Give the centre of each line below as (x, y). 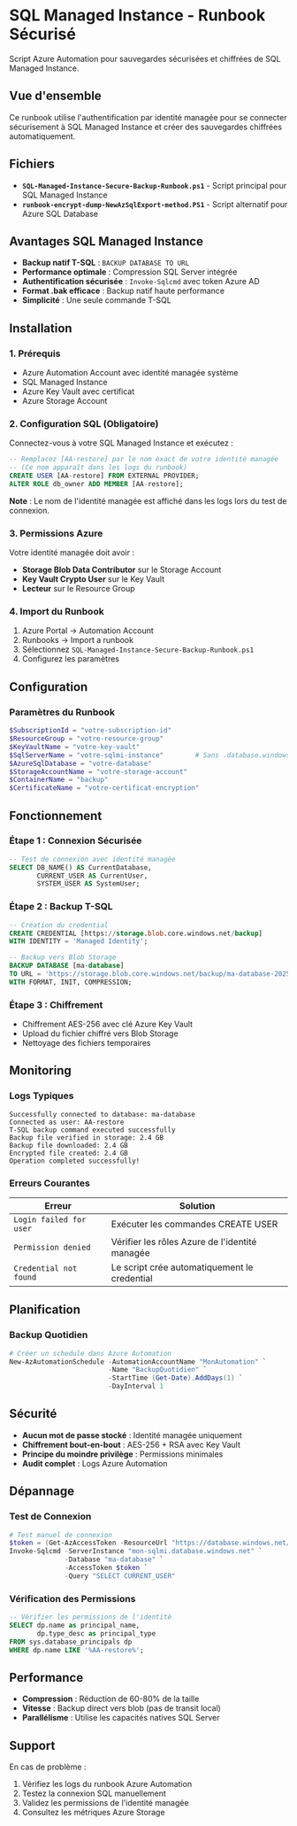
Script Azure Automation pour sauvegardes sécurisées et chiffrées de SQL (145, 58)
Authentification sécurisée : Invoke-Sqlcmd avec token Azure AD (141, 282)
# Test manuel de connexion (61, 1535)
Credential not (46, 1269)
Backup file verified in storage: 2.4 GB (87, 1137)
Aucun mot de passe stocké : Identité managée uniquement (132, 1435)
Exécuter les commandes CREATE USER (194, 1225)
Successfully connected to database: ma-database (103, 1114)
